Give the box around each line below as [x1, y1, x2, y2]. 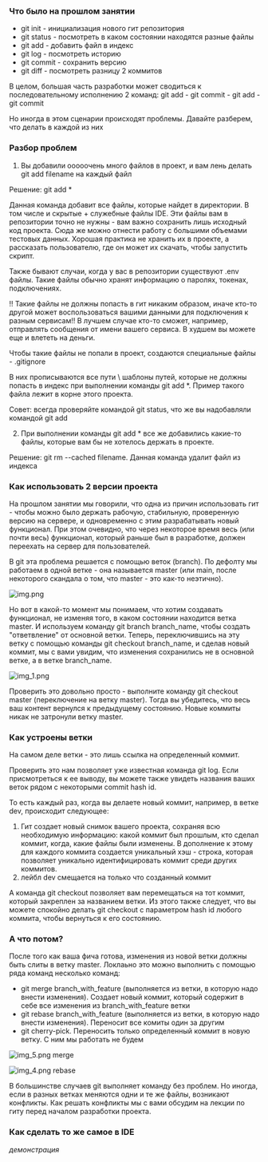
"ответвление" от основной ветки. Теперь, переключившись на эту [9, 630, 240, 639]
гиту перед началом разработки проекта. [9, 1107, 152, 1117]
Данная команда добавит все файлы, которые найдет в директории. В [9, 200, 250, 209]
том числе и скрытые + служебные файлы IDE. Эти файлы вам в [9, 208, 228, 218]
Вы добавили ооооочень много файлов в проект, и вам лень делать [20, 160, 252, 170]
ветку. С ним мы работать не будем [20, 1035, 144, 1045]
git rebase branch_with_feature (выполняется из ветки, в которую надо [20, 1010, 260, 1019]
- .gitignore [9, 357, 46, 366]
